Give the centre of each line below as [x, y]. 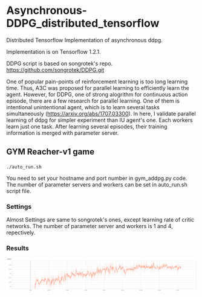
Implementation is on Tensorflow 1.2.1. [54, 51]
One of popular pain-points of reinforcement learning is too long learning [97, 81]
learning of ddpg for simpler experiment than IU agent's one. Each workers [99, 120]
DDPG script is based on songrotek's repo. [60, 63]
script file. [19, 191]
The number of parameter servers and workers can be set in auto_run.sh [97, 184]
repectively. [21, 232]
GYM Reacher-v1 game [50, 152]
